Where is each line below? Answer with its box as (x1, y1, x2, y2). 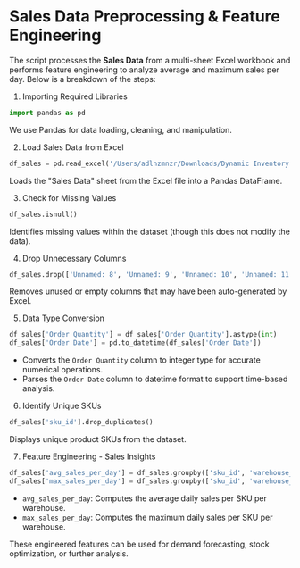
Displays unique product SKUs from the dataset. (9, 434, 187, 445)
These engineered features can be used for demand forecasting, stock (9, 539, 270, 549)
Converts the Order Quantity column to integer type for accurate (21, 355, 261, 365)
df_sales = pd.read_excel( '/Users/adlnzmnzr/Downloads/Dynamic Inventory (9, 159, 290, 168)
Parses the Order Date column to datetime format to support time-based (21, 373, 288, 385)
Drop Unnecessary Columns (21, 253, 127, 263)
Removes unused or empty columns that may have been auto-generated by (9, 286, 287, 297)
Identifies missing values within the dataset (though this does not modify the (9, 226, 290, 237)
